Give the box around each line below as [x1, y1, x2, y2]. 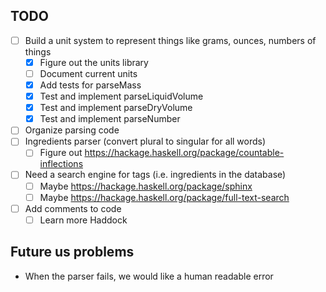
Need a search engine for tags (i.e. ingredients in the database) [24, 169, 287, 181]
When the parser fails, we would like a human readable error [24, 270, 274, 282]
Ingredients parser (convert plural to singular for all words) [24, 135, 267, 148]
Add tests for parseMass [39, 79, 142, 91]
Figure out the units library [39, 56, 149, 68]
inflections [39, 158, 84, 170]
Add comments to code [24, 202, 122, 214]
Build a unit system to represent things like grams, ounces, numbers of [24, 34, 317, 46]
